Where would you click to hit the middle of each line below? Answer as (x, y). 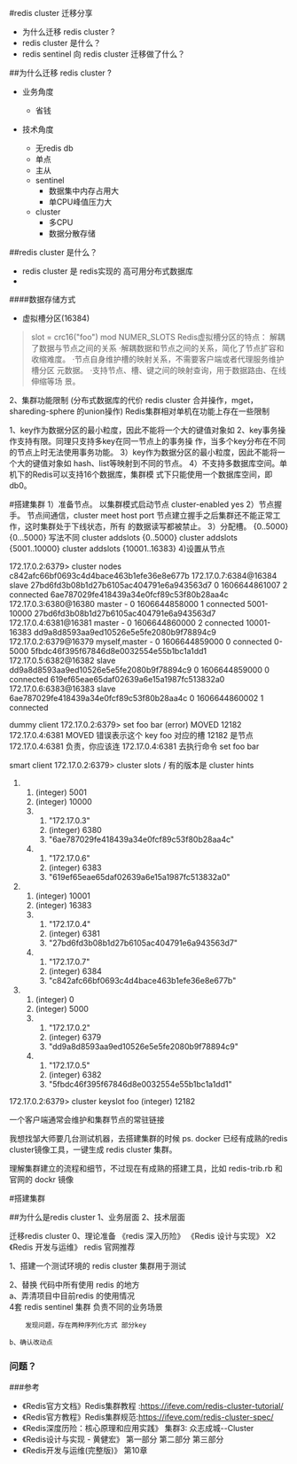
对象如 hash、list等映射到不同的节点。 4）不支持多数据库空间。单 (168, 463)
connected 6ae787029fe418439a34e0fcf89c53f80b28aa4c (119, 595)
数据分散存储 (72, 234)
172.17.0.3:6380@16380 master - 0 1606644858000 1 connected (127, 604)
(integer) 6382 (75, 1075)
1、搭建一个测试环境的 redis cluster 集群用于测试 (98, 1266)
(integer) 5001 (61, 792)
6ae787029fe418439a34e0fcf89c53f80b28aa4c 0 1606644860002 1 (137, 698)
